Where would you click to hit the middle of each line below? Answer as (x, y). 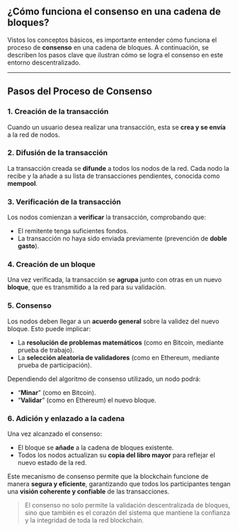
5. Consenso (29, 306)
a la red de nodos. (34, 135)
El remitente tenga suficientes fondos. (73, 231)
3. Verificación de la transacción (64, 201)
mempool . (22, 183)
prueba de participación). (55, 365)
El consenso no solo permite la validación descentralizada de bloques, (127, 505)
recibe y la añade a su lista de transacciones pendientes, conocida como (114, 176)
